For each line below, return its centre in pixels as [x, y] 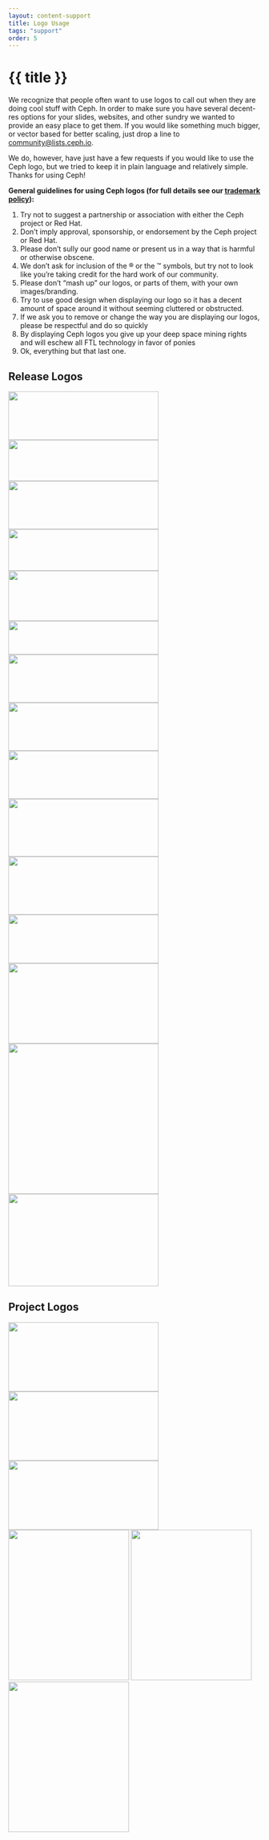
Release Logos [46, 377]
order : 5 [23, 38]
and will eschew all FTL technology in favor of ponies [108, 342]
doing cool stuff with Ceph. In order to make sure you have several [118, 108]
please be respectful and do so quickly [84, 326]
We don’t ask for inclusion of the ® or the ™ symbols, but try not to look [137, 266]
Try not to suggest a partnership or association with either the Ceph [132, 215]
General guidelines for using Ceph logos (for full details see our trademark [134, 191]
